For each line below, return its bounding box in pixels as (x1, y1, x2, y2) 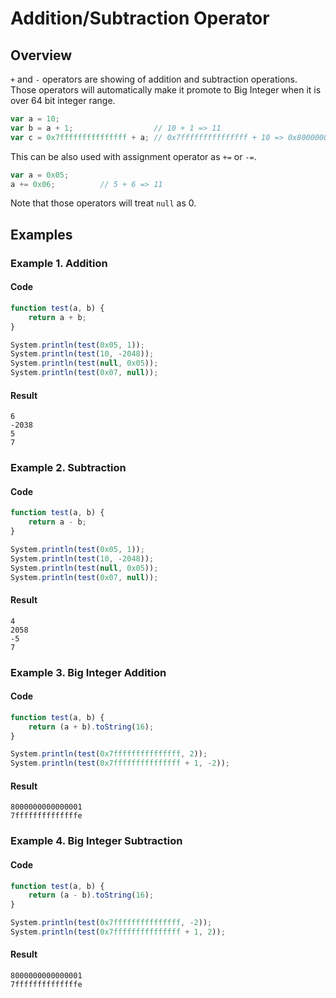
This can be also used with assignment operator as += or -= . (10, 150, 257, 162)
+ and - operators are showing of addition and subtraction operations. (10, 73, 298, 85)
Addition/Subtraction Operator (10, 7, 270, 30)
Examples (10, 226, 73, 243)
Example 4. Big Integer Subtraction (10, 834, 183, 848)
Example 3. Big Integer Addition (10, 665, 167, 679)
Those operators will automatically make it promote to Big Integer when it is (10, 84, 322, 96)
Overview (10, 47, 73, 64)
